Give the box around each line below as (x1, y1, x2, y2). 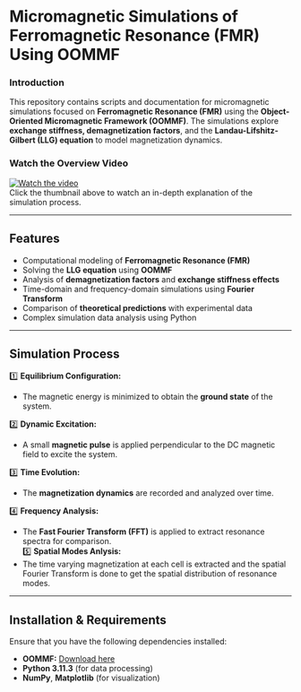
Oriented (9, 116, 43, 126)
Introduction (9, 76, 64, 89)
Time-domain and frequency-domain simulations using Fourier (21, 283, 255, 294)
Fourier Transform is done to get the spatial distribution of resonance (21, 568, 278, 579)
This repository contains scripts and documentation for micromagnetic (9, 97, 271, 108)
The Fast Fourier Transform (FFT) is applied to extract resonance (21, 526, 265, 537)
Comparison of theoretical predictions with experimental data (21, 302, 254, 313)
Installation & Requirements (9, 612, 168, 627)
